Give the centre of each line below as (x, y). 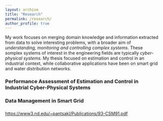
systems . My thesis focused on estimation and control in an (84, 58)
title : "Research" (24, 14)
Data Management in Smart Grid (44, 101)
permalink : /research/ (28, 19)
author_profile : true (27, 23)
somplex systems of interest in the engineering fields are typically (72, 53)
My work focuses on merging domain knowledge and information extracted (82, 37)
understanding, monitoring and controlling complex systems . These (74, 48)
